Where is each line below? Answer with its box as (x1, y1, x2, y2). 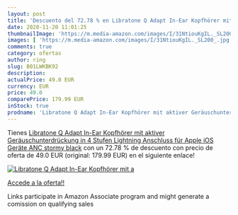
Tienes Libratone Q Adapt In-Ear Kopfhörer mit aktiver (7, 128, 165, 136)
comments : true (7, 43, 52, 50)
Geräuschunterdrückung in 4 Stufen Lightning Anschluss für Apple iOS (7, 136, 214, 144)
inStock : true (7, 103, 50, 110)
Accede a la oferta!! (7, 178, 65, 187)
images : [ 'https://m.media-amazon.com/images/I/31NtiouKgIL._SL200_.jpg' (7, 37, 233, 44)
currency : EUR (7, 83, 50, 90)
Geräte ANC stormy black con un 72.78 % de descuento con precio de (7, 143, 214, 152)
